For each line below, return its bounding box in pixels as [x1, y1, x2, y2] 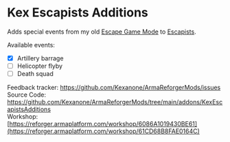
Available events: [7, 40, 55, 49]
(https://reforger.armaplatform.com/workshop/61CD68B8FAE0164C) [7, 127, 200, 135]
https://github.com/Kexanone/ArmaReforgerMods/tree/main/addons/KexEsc [7, 98, 223, 106]
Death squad [16, 70, 54, 78]
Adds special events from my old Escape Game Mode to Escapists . [7, 27, 197, 36]
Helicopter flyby [16, 62, 63, 70]
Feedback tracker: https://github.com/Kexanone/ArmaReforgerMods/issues [7, 84, 221, 92]
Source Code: [7, 91, 47, 99]
